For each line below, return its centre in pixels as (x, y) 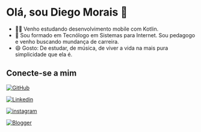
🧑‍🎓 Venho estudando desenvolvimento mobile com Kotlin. (87, 29)
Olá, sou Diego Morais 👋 (67, 12)
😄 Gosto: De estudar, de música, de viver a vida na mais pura (91, 48)
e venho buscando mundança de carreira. (67, 41)
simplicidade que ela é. (44, 54)
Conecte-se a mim (42, 73)
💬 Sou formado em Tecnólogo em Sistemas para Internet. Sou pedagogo (105, 35)
